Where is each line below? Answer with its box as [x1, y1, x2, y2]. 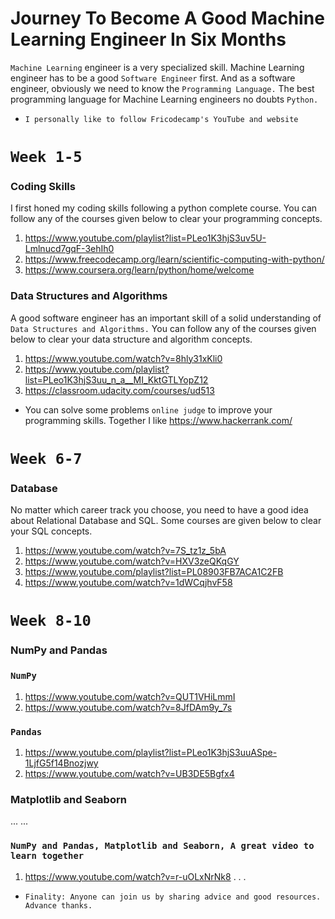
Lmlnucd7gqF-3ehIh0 [24, 243, 115, 255]
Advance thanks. [24, 900, 93, 911]
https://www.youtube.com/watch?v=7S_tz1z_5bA [24, 545, 227, 557]
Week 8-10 [10, 612, 92, 631]
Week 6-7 [10, 449, 83, 468]
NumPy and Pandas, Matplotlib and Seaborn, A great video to [10, 840, 315, 852]
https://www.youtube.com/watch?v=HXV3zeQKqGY [24, 555, 240, 567]
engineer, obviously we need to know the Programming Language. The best [10, 82, 315, 94]
